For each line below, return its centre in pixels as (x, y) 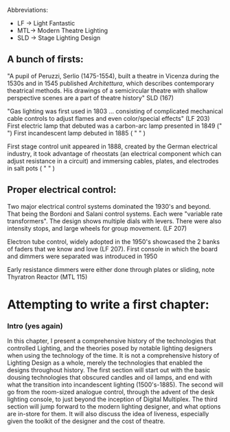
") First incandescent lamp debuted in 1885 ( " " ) (77, 133)
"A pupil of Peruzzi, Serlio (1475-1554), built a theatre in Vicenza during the (113, 76)
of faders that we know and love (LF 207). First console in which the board (113, 249)
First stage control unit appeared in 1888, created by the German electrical (112, 146)
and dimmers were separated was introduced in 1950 (82, 256)
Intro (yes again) (35, 326)
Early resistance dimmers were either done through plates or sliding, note (111, 269)
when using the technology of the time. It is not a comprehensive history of (113, 356)
